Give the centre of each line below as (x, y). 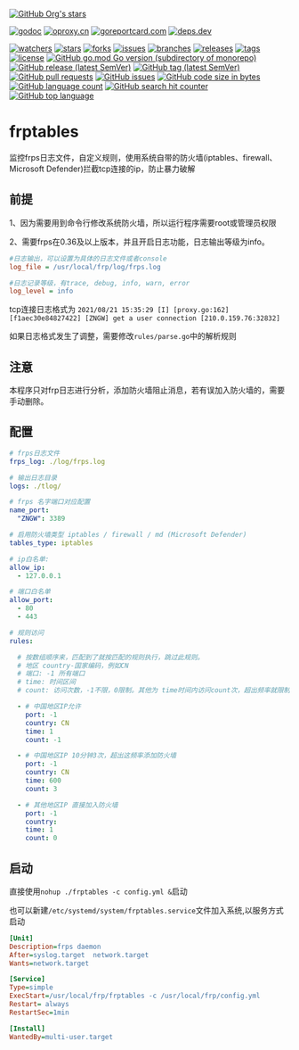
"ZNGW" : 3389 (41, 519)
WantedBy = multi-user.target (61, 1037)
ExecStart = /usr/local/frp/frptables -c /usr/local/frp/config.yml (135, 996)
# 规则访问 (27, 632)
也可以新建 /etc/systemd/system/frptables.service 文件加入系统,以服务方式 (146, 910)
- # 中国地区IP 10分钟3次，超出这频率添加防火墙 (97, 756)
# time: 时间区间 (47, 682)
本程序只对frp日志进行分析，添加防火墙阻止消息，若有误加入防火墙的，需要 (147, 390)
